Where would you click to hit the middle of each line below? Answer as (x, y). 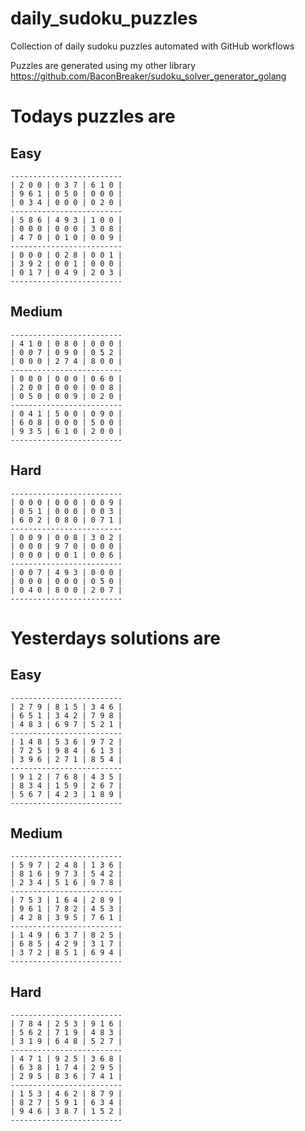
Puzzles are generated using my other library (103, 65)
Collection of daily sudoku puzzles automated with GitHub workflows (152, 46)
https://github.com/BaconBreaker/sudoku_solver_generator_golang (148, 76)
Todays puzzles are (93, 116)
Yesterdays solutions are (116, 638)
